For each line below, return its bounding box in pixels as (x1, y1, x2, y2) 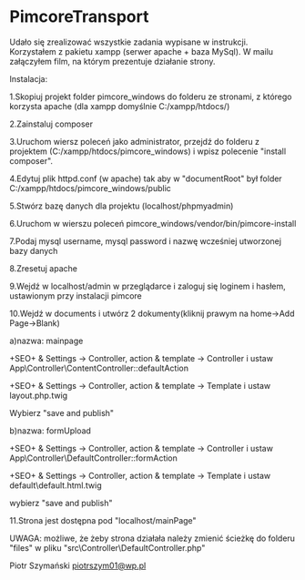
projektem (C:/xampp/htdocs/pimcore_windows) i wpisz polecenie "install (9, 146, 287, 157)
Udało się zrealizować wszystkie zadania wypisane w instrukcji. (9, 36, 249, 47)
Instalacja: (9, 73, 48, 84)
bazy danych (9, 245, 58, 256)
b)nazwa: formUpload (9, 425, 91, 436)
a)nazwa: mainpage (9, 335, 84, 346)
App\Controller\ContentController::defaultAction (9, 362, 189, 373)
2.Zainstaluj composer (9, 118, 94, 129)
